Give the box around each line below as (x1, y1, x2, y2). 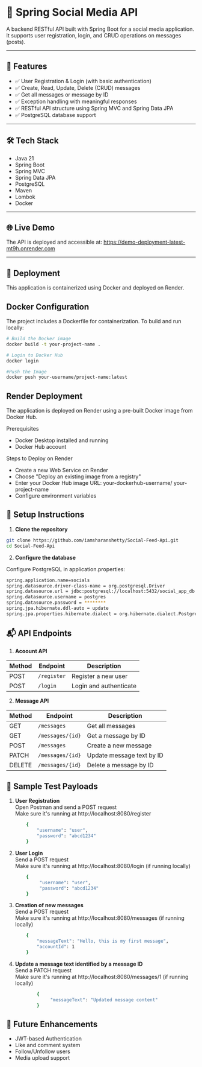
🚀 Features (6, 62, 47, 72)
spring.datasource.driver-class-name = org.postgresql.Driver (6, 583, 165, 589)
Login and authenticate (71, 682, 137, 690)
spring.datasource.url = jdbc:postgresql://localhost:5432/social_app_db (6, 588, 195, 595)
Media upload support (14, 1054, 70, 1062)
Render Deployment (6, 391, 83, 401)
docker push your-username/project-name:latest (6, 374, 128, 381)
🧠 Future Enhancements (6, 1019, 98, 1029)
